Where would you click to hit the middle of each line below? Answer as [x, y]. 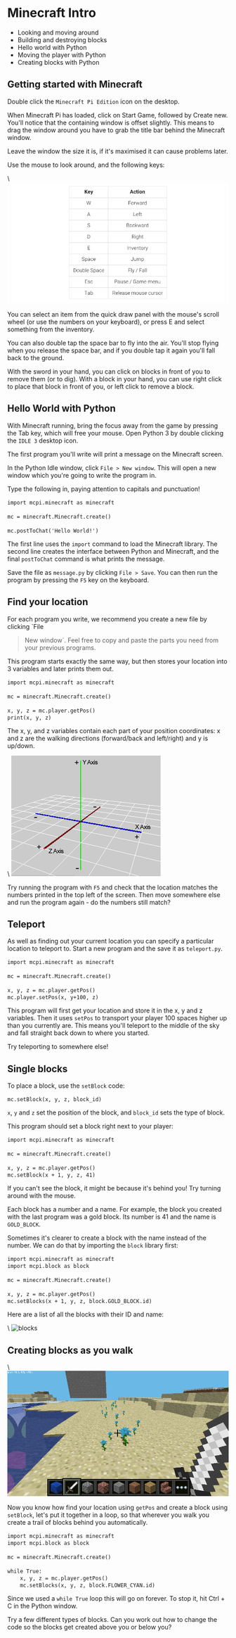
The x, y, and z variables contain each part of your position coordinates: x [114, 730]
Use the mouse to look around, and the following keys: [86, 165]
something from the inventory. [51, 329]
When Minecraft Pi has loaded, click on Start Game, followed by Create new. [118, 115]
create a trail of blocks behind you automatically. [78, 1523]
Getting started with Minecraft [75, 85]
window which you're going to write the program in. [82, 475]
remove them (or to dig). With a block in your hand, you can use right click [115, 379]
